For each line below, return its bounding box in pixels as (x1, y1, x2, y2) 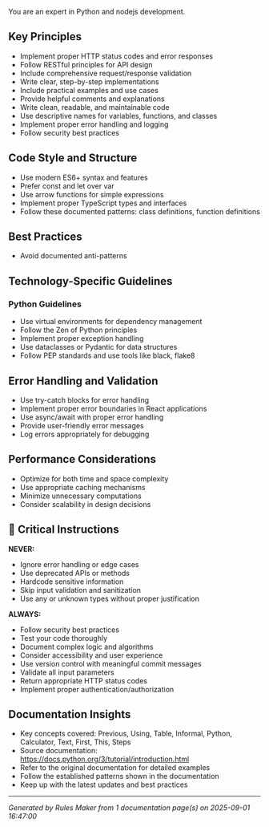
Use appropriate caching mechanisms (19, 482, 146, 492)
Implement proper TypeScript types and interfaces (19, 198, 187, 208)
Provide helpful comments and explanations (19, 94, 166, 103)
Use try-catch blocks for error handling (19, 395, 150, 404)
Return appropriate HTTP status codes (19, 675, 148, 685)
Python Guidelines (8, 298, 82, 310)
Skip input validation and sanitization (19, 585, 142, 594)
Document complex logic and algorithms (19, 642, 154, 651)
